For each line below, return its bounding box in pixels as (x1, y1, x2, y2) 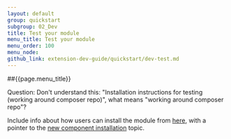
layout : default (7, 10, 54, 17)
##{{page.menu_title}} (7, 74, 71, 83)
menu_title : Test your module (7, 36, 96, 43)
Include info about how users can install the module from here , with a (7, 116, 207, 124)
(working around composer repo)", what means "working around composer (7, 95, 224, 104)
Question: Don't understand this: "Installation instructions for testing (7, 88, 203, 96)
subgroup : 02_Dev (7, 23, 58, 30)
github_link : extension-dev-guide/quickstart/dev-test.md (7, 56, 179, 63)
